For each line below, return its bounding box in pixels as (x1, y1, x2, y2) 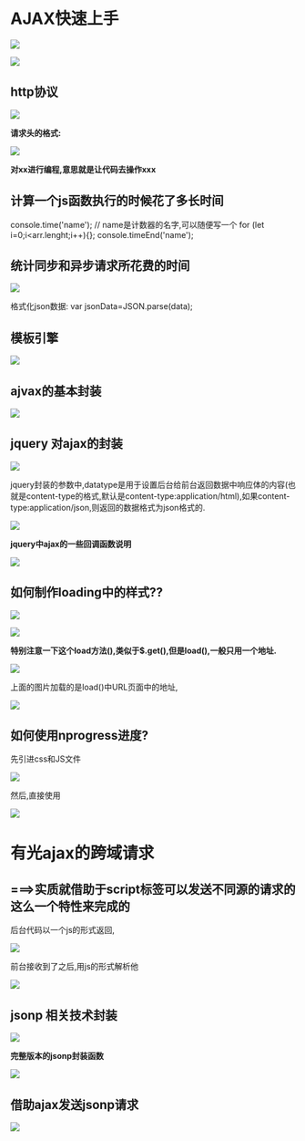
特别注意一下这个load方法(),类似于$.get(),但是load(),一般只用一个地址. (10, 645, 277, 656)
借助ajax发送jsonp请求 (10, 1096, 139, 1113)
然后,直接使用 (10, 790, 62, 801)
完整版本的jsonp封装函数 (10, 1051, 104, 1062)
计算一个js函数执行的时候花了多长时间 (10, 193, 224, 209)
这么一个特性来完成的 (10, 899, 130, 915)
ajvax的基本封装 (10, 383, 102, 399)
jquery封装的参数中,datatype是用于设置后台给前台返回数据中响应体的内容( (10, 479, 289, 490)
